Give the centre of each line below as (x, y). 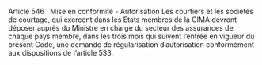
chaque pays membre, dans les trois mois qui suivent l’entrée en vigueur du (131, 36)
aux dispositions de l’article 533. (61, 53)
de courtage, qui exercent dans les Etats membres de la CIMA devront (123, 20)
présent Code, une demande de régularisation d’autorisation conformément (131, 45)
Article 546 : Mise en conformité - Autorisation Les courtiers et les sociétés (131, 11)
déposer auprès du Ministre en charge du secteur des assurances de (121, 28)
